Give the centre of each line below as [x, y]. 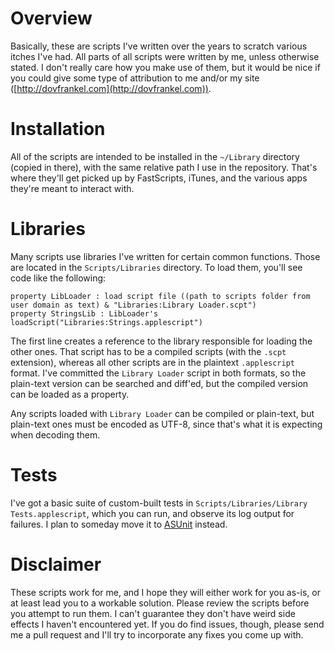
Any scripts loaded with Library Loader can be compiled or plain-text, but [162, 413]
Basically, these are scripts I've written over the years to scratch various [159, 46]
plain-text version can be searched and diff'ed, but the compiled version [159, 383]
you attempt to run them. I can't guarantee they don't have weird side [153, 613]
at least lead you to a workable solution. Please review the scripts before [160, 603]
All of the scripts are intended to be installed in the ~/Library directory [155, 156]
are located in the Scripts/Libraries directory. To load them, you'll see [156, 267]
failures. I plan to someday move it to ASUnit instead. [119, 524]
